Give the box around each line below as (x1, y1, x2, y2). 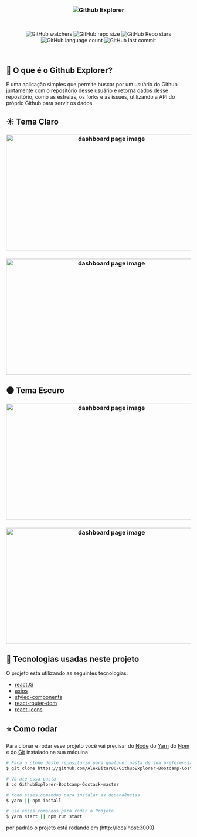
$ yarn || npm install (6, 798, 62, 804)
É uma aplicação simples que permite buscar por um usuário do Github (6, 81, 178, 88)
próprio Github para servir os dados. (6, 100, 94, 107)
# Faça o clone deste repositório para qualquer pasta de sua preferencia (6, 760, 193, 766)
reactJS (14, 681, 34, 688)
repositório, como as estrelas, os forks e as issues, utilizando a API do (6, 93, 175, 100)
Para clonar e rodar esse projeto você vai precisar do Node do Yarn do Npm (6, 742, 190, 749)
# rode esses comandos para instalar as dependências (6, 792, 141, 798)
